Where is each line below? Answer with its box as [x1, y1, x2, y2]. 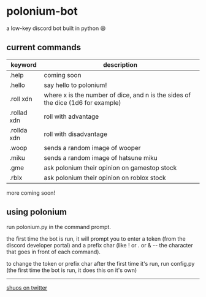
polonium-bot [6, 4, 78, 18]
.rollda [9, 126, 28, 134]
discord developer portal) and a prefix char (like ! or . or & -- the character [6, 241, 193, 249]
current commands [6, 42, 82, 53]
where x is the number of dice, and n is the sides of [44, 91, 191, 99]
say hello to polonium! [44, 81, 107, 89]
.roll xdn [9, 94, 32, 103]
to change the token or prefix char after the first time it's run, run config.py [6, 260, 195, 267]
